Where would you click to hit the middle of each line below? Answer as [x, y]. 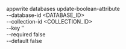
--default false [24, 41]
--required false [26, 34]
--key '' [16, 28]
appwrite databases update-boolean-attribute [63, 9]
